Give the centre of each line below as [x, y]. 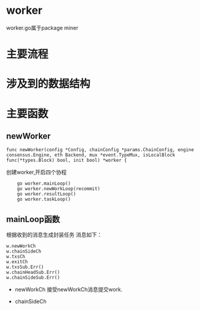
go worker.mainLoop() [44, 183]
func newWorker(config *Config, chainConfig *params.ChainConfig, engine [100, 150]
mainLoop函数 [33, 219]
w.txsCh [16, 257]
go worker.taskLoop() [44, 199]
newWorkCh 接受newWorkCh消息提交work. [69, 290]
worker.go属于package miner [43, 28]
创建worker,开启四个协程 [37, 172]
